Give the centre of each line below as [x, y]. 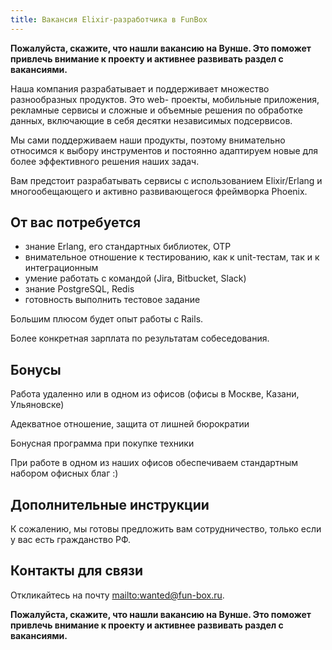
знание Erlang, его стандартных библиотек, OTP [128, 247]
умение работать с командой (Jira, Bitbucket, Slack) [135, 278]
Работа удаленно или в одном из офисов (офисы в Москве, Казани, [155, 394]
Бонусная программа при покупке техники [102, 443]
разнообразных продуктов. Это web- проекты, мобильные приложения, [165, 99]
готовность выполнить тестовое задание [112, 300]
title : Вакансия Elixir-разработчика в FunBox [109, 19]
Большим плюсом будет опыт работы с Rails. [107, 319]
